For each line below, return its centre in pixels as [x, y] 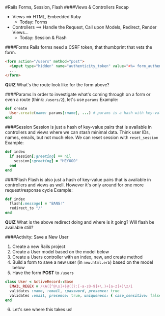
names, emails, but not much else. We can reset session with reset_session [82, 138]
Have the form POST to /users [43, 273]
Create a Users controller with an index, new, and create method [77, 257]
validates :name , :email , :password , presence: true [65, 291]
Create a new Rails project [39, 246]
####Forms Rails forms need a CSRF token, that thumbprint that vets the [79, 47]
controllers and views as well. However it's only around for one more [74, 185]
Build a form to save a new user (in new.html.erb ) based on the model [82, 262]
